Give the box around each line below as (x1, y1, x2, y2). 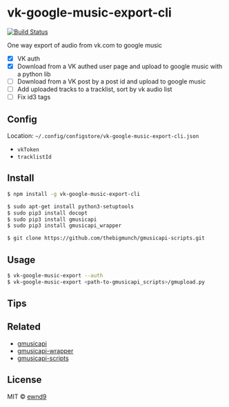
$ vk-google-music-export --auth (7, 272, 103, 279)
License (7, 374, 42, 386)
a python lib (17, 70, 51, 79)
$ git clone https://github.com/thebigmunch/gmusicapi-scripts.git (7, 235, 206, 242)
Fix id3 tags (17, 93, 51, 101)
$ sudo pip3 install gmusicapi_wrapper (7, 222, 122, 229)
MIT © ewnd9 (7, 392, 47, 401)
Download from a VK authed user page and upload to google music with (17, 62, 223, 70)
